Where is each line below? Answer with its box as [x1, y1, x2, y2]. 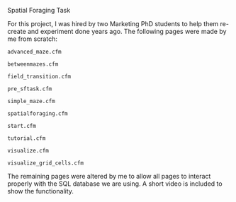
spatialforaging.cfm [7, 110, 69, 117]
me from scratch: [7, 35, 58, 43]
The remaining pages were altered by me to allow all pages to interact [7, 172, 211, 180]
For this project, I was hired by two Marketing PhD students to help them [7, 20, 219, 28]
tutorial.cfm [7, 135, 46, 142]
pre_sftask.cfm [7, 85, 52, 93]
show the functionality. [7, 187, 74, 195]
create [7, 28, 26, 35]
